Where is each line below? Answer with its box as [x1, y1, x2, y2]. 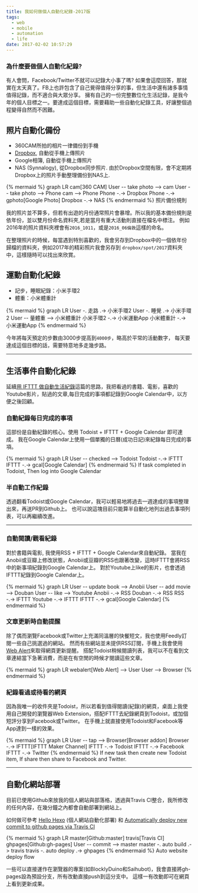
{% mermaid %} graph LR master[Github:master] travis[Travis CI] [6, 834, 165, 842]
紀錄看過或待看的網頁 [6, 688, 67, 696]
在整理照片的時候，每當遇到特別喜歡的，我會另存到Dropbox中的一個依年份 [6, 236, 187, 243]
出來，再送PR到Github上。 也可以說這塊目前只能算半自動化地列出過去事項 [6, 506, 186, 513]
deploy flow [6, 853, 35, 860]
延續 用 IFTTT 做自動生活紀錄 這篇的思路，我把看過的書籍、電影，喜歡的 [6, 383, 179, 390]
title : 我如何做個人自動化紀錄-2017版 [6, 8, 91, 15]
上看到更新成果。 [6, 880, 48, 887]
